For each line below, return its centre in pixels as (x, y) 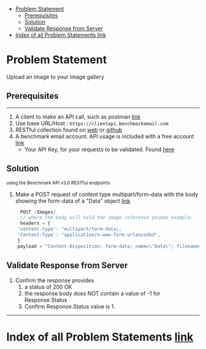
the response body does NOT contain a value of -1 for (92, 293)
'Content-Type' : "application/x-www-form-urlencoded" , (89, 235)
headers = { (35, 224)
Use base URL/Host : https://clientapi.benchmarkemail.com (92, 123)
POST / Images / (38, 212)
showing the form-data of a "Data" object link (73, 201)
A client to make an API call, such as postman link (78, 117)
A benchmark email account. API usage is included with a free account (105, 136)
